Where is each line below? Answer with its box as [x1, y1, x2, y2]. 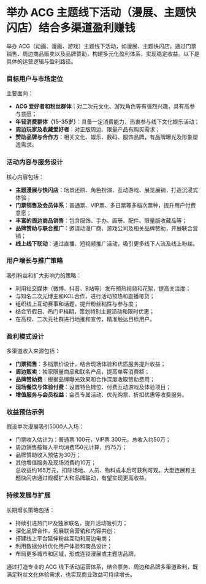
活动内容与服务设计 [6, 158, 63, 166]
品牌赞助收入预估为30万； [15, 451, 82, 459]
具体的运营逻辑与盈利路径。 [6, 58, 77, 65]
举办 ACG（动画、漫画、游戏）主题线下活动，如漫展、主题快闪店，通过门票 [6, 42, 197, 50]
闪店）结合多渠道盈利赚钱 [6, 21, 136, 35]
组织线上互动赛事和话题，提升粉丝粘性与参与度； [15, 300, 139, 307]
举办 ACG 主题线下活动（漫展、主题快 [6, 6, 196, 20]
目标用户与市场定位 [6, 74, 63, 83]
